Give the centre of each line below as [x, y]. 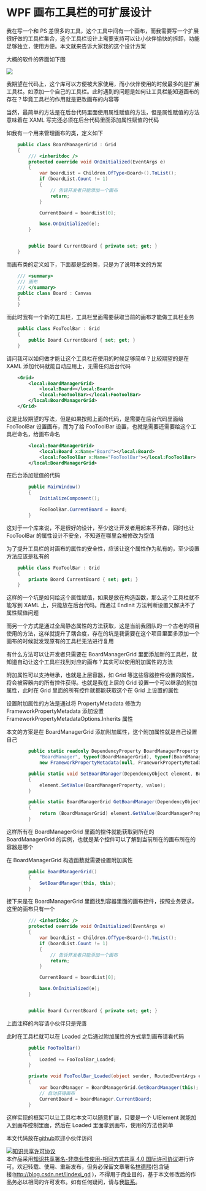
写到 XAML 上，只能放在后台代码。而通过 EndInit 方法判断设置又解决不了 [103, 605]
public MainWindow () [55, 487]
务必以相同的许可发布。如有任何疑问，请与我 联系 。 [76, 1182]
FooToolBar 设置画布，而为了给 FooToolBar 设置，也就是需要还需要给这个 [99, 426]
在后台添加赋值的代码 [33, 475]
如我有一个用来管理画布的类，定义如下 [55, 133]
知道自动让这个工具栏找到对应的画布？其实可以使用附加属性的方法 [90, 662]
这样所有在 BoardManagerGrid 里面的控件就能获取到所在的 [80, 831]
